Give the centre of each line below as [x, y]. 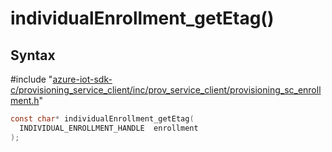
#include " [31, 79]
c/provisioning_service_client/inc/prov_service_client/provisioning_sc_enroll [166, 90]
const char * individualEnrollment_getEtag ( [102, 119]
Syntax [33, 55]
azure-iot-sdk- [82, 79]
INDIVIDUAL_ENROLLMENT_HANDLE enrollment [109, 128]
